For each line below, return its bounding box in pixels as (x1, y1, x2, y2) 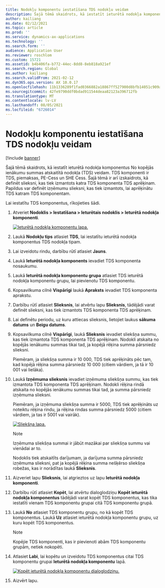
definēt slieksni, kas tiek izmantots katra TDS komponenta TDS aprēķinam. (5, 180, 156, 186)
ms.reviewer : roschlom (5, 52, 52, 58)
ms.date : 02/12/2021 (5, 21, 48, 26)
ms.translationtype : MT (5, 94, 54, 98)
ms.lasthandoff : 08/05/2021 (5, 103, 63, 108)
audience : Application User (5, 48, 63, 53)
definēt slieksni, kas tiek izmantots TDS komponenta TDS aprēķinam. (12, 307, 152, 313)
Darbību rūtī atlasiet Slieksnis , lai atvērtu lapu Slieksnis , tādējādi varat (12, 302, 155, 307)
